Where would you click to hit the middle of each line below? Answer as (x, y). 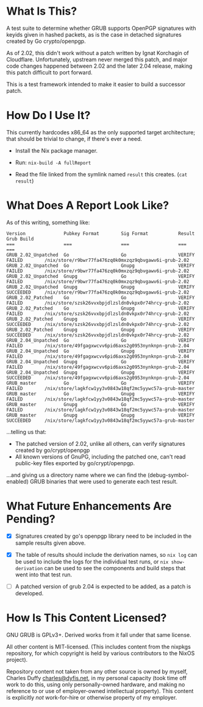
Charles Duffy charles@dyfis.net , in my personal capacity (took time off (97, 678)
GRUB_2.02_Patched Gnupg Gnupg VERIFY (101, 330)
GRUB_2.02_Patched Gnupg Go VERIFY (101, 319)
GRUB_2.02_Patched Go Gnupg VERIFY (101, 308)
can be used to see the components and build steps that (115, 568)
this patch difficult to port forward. (49, 72)
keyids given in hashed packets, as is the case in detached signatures (94, 34)
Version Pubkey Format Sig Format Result (101, 233)
